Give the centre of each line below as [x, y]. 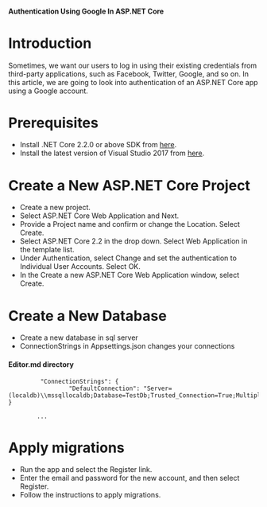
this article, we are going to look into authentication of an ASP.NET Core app [133, 82]
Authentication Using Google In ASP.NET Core [86, 11]
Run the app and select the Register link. [86, 470]
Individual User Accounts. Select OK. [80, 267]
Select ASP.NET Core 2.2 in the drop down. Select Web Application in [133, 241]
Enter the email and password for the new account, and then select [130, 478]
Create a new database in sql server [79, 337]
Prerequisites [54, 123]
